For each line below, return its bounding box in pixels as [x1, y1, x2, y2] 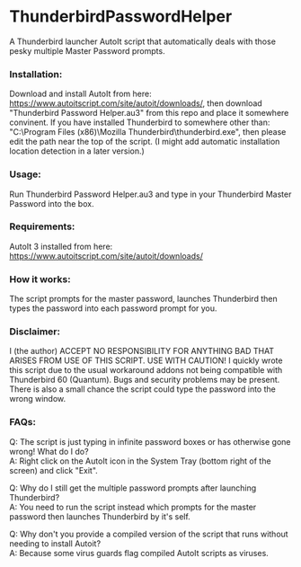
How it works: [9, 272, 71, 285]
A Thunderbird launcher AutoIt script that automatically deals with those [9, 36, 277, 47]
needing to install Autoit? [9, 537, 102, 549]
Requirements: [9, 220, 75, 233]
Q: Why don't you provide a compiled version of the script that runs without [9, 528, 289, 539]
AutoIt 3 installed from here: [9, 241, 113, 252]
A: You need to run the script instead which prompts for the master [9, 501, 257, 512]
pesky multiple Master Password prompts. [9, 45, 165, 56]
